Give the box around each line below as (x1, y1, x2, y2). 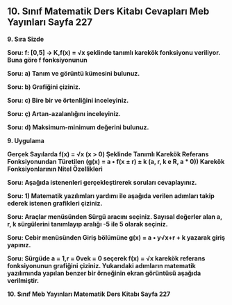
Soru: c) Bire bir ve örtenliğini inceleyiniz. (7, 96, 129, 104)
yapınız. (7, 240, 31, 249)
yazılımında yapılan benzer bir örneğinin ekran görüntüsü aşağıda (7, 269, 201, 277)
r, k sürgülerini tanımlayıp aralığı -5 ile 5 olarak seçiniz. (7, 220, 168, 228)
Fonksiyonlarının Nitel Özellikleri (7, 165, 103, 173)
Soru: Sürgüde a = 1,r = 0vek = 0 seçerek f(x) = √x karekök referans (7, 254, 206, 263)
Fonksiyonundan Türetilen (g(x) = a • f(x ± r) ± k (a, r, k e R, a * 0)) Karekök (7, 157, 225, 165)
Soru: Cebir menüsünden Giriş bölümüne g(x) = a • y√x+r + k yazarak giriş (7, 233, 226, 242)
